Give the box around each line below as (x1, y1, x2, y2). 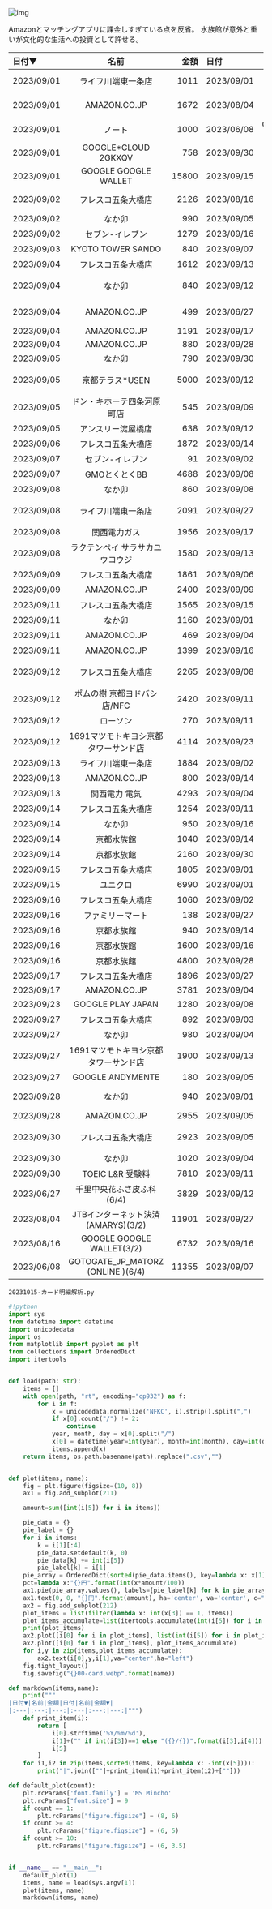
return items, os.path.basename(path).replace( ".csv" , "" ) (23, 1452, 223, 1461)
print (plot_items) (23, 1624, 85, 1632)
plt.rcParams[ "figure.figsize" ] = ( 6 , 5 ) (37, 1827, 180, 1835)
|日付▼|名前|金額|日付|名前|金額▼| (8, 1699, 114, 1707)
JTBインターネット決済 (71, 1209, 160, 1220)
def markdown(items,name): (8, 1684, 100, 1692)
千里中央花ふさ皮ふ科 (75, 1184, 157, 1195)
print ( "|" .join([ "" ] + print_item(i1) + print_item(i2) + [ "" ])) (37, 1767, 241, 1775)
